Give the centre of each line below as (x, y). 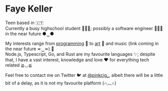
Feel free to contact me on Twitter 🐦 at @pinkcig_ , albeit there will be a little (84, 75)
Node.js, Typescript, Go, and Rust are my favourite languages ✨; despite (80, 54)
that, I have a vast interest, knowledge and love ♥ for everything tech (77, 60)
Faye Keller (29, 9)
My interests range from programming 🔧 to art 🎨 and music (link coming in (82, 43)
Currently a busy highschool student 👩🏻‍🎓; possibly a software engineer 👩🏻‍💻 (84, 28)
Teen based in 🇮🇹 (24, 23)
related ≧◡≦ (19, 65)
